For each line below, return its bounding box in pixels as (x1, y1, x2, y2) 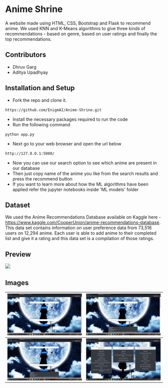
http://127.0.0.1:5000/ (5, 151, 55, 156)
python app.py (5, 132, 35, 137)
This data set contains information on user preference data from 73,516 (5, 225, 152, 231)
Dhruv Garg (12, 64, 36, 70)
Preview (5, 250, 31, 259)
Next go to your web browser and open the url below (12, 140, 121, 146)
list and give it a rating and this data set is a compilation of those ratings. (5, 236, 154, 242)
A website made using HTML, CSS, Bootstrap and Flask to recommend (5, 20, 151, 26)
